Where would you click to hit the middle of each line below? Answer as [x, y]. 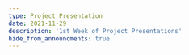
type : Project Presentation [56, 16]
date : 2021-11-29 [38, 23]
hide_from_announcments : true [59, 38]
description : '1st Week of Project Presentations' [95, 31]
